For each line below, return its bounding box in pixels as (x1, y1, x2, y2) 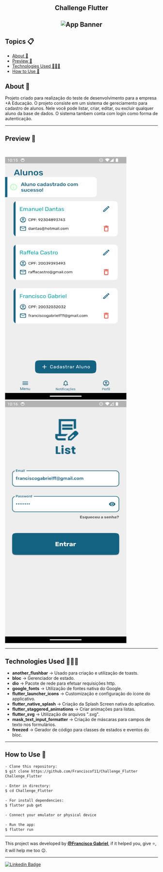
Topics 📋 (5, 37, 34, 46)
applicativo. (12, 696, 35, 702)
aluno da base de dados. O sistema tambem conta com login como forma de (5, 111, 158, 116)
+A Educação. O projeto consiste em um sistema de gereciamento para (5, 100, 148, 106)
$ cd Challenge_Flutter (5, 788, 53, 793)
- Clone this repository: (5, 764, 57, 769)
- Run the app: (5, 822, 36, 827)
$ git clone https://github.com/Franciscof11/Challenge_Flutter (5, 769, 138, 773)
